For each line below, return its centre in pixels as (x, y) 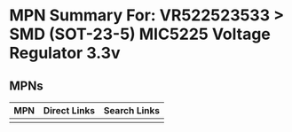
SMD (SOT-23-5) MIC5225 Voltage (140, 34)
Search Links (132, 110)
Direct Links (69, 110)
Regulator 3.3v (65, 53)
